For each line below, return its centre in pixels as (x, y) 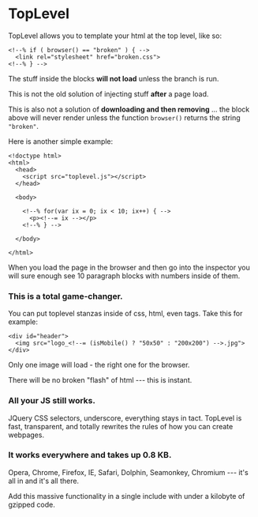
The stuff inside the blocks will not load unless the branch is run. (114, 78)
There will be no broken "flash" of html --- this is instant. (100, 380)
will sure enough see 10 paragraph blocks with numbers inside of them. (124, 275)
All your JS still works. (52, 401)
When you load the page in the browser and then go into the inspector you (129, 267)
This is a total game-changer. (65, 296)
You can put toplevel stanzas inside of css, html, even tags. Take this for (125, 314)
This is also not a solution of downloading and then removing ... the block (129, 109)
